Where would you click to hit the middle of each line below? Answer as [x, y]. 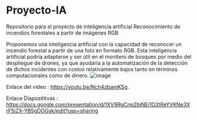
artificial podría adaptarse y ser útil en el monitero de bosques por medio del [99, 56]
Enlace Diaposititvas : [32, 98]
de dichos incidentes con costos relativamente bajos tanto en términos [92, 69]
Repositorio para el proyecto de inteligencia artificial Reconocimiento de [93, 26]
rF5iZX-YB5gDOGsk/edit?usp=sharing [52, 111]
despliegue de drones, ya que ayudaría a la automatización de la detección [97, 63]
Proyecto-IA [36, 10]
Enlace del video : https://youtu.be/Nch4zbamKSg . [68, 86]
